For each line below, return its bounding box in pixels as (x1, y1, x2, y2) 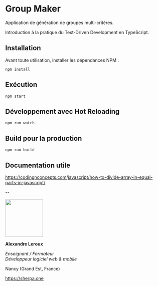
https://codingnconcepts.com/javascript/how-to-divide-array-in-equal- (5, 174, 153, 180)
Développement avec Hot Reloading (5, 107, 120, 116)
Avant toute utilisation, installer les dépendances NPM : (5, 57, 119, 63)
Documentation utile (5, 161, 71, 169)
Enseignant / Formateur (5, 251, 54, 256)
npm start (5, 94, 26, 99)
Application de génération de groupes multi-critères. (5, 20, 114, 26)
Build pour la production (5, 134, 82, 143)
